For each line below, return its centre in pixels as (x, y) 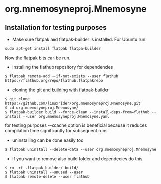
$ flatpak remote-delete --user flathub (48, 177)
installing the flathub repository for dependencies (63, 67)
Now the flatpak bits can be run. (38, 58)
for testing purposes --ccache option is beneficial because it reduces (76, 125)
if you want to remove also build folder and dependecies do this (77, 159)
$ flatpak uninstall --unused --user (44, 172)
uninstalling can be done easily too (48, 140)
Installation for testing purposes (56, 28)
